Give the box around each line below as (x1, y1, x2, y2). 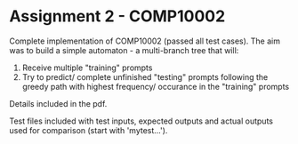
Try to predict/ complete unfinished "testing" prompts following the (21, 71, 269, 82)
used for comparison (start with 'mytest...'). (9, 124, 168, 135)
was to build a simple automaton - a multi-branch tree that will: (9, 44, 239, 55)
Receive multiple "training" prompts (21, 62, 153, 73)
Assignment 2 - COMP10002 (9, 6, 226, 27)
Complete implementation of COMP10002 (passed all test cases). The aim (9, 36, 280, 46)
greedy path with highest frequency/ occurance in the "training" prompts (21, 81, 290, 92)
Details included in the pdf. (9, 98, 108, 108)
